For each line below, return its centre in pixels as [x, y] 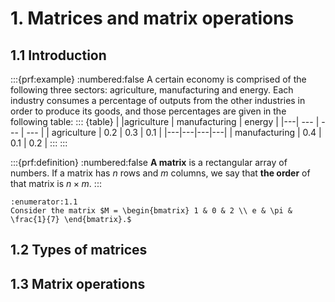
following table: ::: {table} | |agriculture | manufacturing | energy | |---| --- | [165, 121]
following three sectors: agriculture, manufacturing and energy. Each [152, 90]
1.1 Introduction [58, 55]
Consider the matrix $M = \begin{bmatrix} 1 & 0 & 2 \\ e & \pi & [151, 211]
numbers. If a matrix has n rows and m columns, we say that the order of [160, 173]
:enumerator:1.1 [44, 202]
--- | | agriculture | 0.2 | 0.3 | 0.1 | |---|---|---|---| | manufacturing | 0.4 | [174, 132]
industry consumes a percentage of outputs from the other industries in [158, 100]
